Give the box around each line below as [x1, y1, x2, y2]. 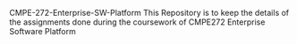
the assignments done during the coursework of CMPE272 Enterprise [9, 17, 266, 27]
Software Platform [9, 26, 76, 36]
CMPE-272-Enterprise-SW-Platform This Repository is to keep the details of [9, 8, 290, 18]
